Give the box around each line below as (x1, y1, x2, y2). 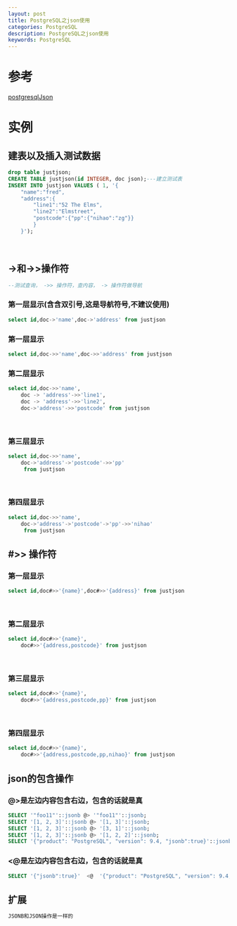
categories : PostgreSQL (8, 23, 78, 30)
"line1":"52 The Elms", (33, 201, 103, 208)
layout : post (8, 10, 46, 18)
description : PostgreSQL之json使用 (8, 30, 109, 37)
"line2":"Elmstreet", (33, 208, 97, 215)
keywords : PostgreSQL (8, 37, 72, 44)
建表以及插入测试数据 (8, 149, 101, 162)
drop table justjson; (8, 169, 72, 176)
